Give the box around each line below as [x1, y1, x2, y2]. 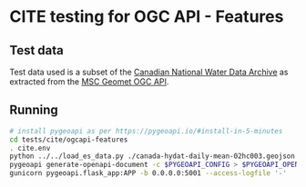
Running [9, 103, 59, 118]
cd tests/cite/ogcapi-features [9, 134, 128, 144]
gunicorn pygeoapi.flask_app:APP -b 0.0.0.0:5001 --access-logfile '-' [9, 169, 287, 178]
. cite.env [9, 143, 51, 153]
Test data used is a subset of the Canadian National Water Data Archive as [9, 66, 289, 77]
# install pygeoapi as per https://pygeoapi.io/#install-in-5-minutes [9, 126, 283, 135]
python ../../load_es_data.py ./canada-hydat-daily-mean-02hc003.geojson [9, 152, 296, 161]
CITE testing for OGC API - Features [9, 6, 284, 27]
